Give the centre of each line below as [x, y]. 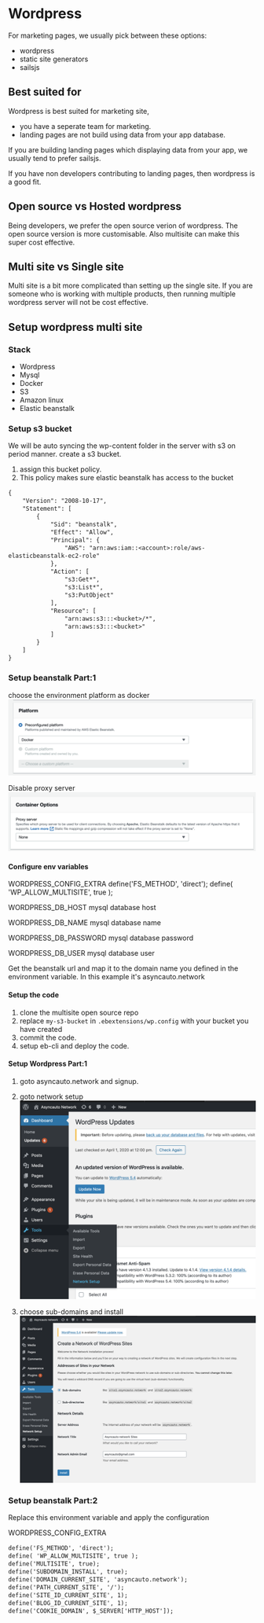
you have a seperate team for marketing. [85, 126]
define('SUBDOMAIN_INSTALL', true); [68, 1572]
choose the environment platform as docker [79, 695]
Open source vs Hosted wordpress [95, 206]
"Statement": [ [47, 509]
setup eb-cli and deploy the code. [74, 1045]
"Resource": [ [73, 611]
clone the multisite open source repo [79, 1012]
